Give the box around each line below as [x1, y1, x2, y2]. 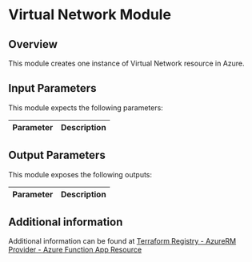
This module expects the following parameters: [8, 102, 164, 113]
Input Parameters [8, 81, 97, 95]
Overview [8, 38, 58, 51]
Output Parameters [8, 149, 106, 162]
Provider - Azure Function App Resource [8, 245, 142, 255]
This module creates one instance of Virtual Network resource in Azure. [8, 58, 246, 68]
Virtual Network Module [8, 6, 172, 24]
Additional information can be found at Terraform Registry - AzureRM [8, 236, 237, 246]
